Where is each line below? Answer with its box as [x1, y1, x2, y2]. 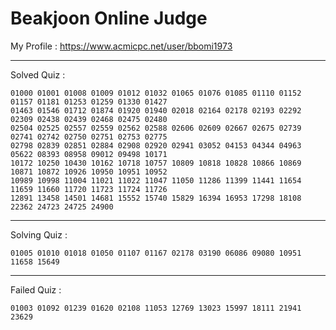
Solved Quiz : [10, 68, 66, 81]
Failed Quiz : [10, 283, 62, 296]
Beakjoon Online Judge [10, 7, 208, 30]
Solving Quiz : [10, 228, 68, 241]
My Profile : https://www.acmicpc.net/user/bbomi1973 [10, 40, 233, 52]
